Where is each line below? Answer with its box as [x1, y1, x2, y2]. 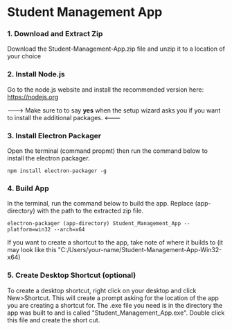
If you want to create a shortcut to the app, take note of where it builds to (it [7, 238, 224, 247]
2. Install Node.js [7, 69, 66, 79]
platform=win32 [7, 226, 51, 233]
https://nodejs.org [7, 92, 59, 101]
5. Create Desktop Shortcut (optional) [7, 270, 136, 280]
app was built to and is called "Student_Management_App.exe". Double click [7, 308, 225, 317]
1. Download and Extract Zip [7, 29, 103, 39]
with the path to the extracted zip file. [37, 206, 144, 215]
